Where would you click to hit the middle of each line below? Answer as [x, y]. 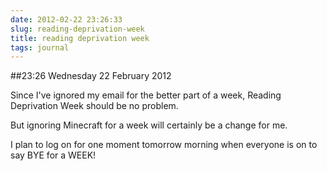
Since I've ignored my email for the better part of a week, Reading [146, 95]
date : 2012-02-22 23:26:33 [66, 19]
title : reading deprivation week [80, 38]
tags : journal [40, 47]
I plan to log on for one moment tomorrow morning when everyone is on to [164, 145]
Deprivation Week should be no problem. [94, 106]
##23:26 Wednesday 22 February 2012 [91, 76]
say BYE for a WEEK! [53, 155]
